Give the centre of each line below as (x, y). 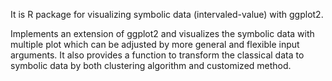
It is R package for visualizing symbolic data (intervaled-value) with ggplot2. (167, 14)
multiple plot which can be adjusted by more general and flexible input (155, 44)
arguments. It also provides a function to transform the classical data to (157, 55)
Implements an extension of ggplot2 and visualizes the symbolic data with (162, 33)
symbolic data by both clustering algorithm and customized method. (151, 65)
